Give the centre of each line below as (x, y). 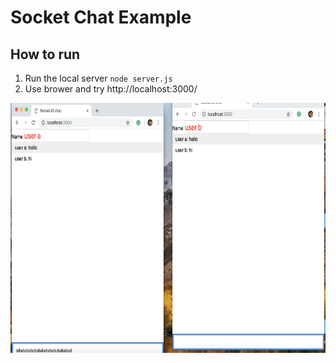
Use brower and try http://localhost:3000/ (111, 89)
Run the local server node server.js (98, 78)
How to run (45, 54)
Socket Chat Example (101, 17)
